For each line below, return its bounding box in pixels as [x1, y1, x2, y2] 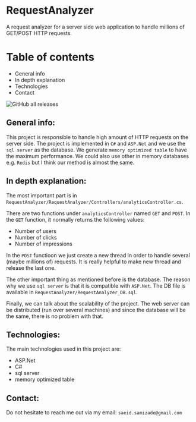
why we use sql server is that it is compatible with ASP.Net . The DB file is [6, 282, 186, 289]
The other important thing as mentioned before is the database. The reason [6, 276, 191, 283]
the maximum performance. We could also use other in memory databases [6, 152, 189, 159]
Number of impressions [14, 240, 72, 247]
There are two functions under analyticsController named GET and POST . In [6, 209, 191, 217]
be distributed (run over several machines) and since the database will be [6, 306, 186, 313]
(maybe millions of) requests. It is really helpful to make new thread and [6, 258, 181, 265]
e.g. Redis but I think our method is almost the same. [6, 159, 135, 166]
